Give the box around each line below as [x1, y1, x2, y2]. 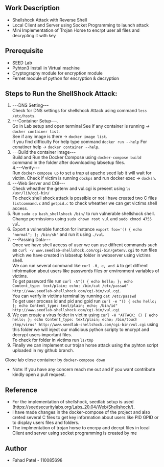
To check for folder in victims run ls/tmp [12, 337, 94, 343]
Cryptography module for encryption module [12, 70, 103, 76]
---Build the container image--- [12, 149, 76, 155]
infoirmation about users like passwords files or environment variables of [12, 268, 160, 274]
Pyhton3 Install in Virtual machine [12, 65, 80, 70]
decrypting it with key [12, 32, 56, 38]
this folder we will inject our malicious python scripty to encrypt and [12, 327, 149, 332]
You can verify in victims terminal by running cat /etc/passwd [12, 293, 136, 299]
